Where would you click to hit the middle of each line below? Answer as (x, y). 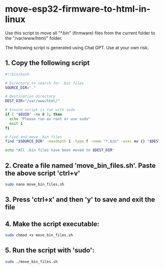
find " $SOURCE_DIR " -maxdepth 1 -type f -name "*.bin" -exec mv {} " (77, 141)
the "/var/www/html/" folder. (34, 38)
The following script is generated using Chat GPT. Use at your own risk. (77, 47)
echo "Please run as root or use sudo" (50, 119)
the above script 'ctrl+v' (43, 173)
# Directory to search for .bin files (44, 83)
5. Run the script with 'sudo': (50, 250)
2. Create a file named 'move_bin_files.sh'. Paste (81, 166)
